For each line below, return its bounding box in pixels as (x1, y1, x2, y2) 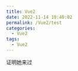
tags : (6, 36, 19, 42)
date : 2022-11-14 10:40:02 (6, 14, 73, 20)
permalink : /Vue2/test (6, 20, 62, 25)
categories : (6, 25, 35, 31)
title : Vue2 (6, 8, 35, 15)
